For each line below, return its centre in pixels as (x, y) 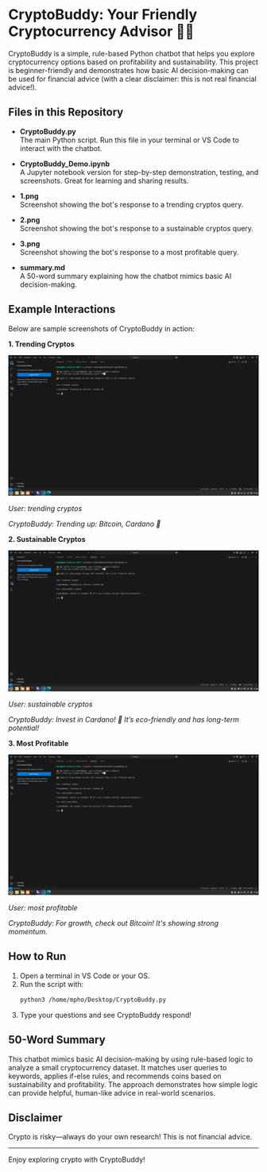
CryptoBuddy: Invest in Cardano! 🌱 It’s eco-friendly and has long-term (124, 719)
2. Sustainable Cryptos (47, 540)
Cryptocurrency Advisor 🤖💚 (101, 31)
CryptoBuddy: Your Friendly (103, 15)
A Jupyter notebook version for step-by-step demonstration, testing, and (139, 172)
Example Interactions (62, 309)
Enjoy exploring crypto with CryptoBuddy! (77, 1160)
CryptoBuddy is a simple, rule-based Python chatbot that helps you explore (132, 53)
